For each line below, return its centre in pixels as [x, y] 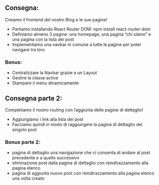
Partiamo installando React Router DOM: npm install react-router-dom [81, 29]
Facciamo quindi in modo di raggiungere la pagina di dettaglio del [77, 124]
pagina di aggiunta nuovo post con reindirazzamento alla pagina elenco [83, 173]
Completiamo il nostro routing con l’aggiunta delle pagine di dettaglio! [74, 110]
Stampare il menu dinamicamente [45, 83]
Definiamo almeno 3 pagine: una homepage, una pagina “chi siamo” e [81, 34]
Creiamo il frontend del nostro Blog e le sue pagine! [56, 19]
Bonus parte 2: [23, 142]
